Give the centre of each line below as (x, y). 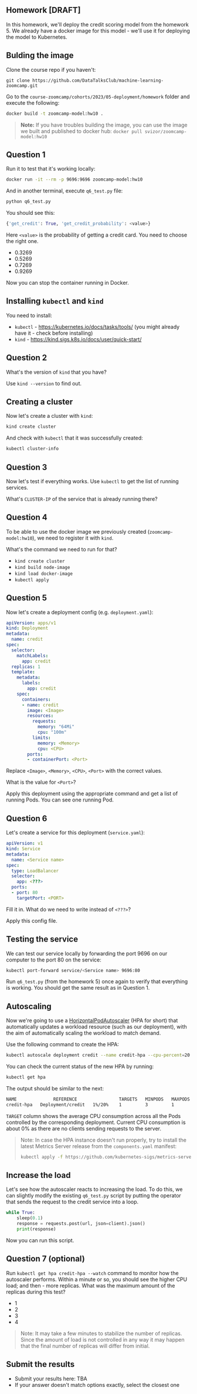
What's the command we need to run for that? (62, 549)
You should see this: (30, 213)
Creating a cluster (40, 402)
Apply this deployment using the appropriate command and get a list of (92, 794)
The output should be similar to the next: (55, 1088)
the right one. (22, 241)
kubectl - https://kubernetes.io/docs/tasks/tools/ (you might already (97, 327)
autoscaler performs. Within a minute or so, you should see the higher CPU (97, 1279)
